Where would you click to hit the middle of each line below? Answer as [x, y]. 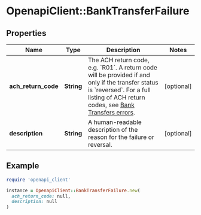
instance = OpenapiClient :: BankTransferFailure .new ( [73, 190]
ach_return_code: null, [41, 196]
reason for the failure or [121, 137]
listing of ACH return [116, 97]
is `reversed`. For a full [119, 90]
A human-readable [115, 122]
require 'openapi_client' [38, 180]
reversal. [100, 145]
